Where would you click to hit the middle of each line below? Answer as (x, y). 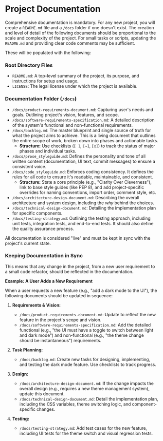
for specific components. (37, 213)
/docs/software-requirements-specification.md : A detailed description (83, 120)
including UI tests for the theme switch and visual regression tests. (86, 433)
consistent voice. (29, 166)
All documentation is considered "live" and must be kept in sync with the (78, 238)
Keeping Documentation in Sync (44, 256)
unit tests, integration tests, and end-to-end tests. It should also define (83, 223)
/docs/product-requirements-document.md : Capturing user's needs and (82, 109)
